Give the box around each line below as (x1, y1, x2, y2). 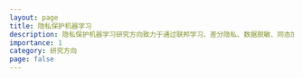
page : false (9, 55, 54, 64)
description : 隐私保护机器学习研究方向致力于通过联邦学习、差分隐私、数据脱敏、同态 (9, 30, 291, 39)
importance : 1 (9, 38, 63, 48)
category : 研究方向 (9, 47, 78, 56)
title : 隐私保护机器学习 (9, 22, 92, 30)
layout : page (9, 13, 59, 22)
